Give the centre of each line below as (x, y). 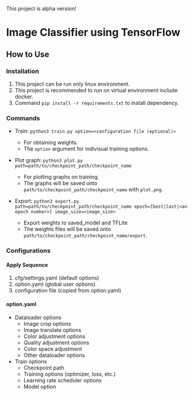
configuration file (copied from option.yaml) (68, 291)
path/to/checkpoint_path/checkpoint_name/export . (85, 236)
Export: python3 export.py (47, 201)
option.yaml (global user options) (55, 284)
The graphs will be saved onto (60, 183)
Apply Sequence (27, 265)
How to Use (28, 54)
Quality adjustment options (57, 342)
